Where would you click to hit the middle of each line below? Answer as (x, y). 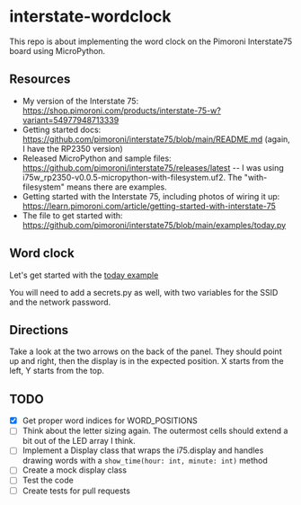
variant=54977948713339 (71, 120)
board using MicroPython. (58, 50)
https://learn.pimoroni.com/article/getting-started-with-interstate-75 (149, 206)
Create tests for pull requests (76, 491)
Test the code (48, 480)
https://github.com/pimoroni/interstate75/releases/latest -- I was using (153, 167)
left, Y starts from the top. (57, 371)
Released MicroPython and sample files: (97, 158)
